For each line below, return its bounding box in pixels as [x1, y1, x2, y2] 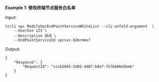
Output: [5, 46, 21, 52]
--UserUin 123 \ [14, 28, 47, 33]
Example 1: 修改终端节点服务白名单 [5, 5, 76, 10]
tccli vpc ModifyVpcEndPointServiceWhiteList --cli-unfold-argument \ [5, 24, 154, 29]
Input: [5, 15, 17, 20]
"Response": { [14, 60, 43, 65]
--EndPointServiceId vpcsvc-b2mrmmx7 [14, 38, 91, 42]
